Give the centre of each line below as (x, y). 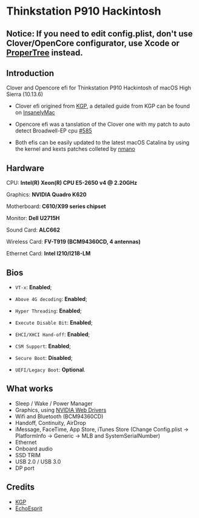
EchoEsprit (29, 508)
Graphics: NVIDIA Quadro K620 (46, 195)
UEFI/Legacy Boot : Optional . (50, 370)
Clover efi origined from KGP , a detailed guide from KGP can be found (102, 106)
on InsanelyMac (35, 112)
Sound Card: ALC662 (33, 230)
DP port (25, 468)
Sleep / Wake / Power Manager (54, 403)
